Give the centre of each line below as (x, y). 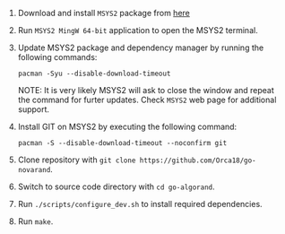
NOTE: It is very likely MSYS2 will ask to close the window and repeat (146, 90)
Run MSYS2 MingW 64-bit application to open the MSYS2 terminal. (138, 30)
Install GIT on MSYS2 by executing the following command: (127, 126)
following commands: (57, 57)
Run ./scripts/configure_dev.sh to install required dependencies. (140, 204)
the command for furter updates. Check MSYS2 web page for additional (147, 100)
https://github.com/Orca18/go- (198, 160)
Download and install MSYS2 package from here (104, 13)
